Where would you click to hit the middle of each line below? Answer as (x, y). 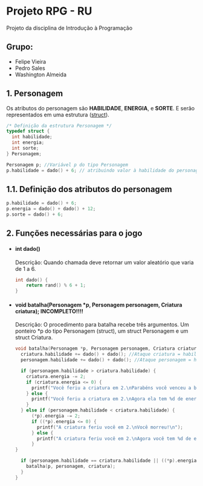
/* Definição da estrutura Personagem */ (59, 125)
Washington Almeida (41, 75)
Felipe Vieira (31, 61)
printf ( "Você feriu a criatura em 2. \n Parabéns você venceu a (111, 388)
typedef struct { (28, 131)
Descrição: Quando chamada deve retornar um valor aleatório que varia (105, 262)
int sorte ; (25, 148)
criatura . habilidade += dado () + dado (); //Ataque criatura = (101, 355)
